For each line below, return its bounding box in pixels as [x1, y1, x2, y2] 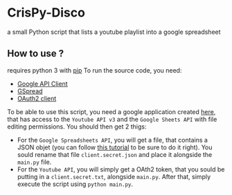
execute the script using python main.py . [17, 180, 134, 188]
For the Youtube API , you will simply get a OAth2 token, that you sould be [17, 165, 225, 174]
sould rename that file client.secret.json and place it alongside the [17, 150, 213, 158]
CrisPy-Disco [7, 5, 85, 21]
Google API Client [17, 80, 68, 88]
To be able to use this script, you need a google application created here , [7, 107, 216, 115]
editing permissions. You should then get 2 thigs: [7, 122, 147, 131]
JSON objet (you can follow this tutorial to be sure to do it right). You [17, 143, 213, 151]
